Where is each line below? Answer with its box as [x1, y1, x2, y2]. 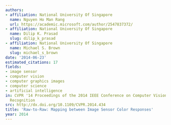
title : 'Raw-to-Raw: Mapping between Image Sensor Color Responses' [5, 107, 154, 112]
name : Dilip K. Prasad [10, 31, 58, 36]
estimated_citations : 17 [5, 60, 58, 65]
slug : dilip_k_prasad [10, 36, 56, 41]
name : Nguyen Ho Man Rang [10, 17, 65, 22]
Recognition [10, 97, 36, 103]
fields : [5, 64, 22, 69]
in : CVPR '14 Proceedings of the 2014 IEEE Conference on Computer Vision [5, 93, 167, 98]
